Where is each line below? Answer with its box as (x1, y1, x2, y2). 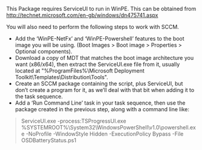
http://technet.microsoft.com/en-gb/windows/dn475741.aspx (6, 11, 158, 19)
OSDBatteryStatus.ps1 (21, 137, 77, 144)
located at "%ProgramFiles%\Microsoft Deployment (15, 67, 145, 74)
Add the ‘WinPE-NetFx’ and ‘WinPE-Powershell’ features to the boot (15, 35, 184, 42)
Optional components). (15, 48, 73, 55)
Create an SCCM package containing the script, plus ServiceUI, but (15, 80, 183, 87)
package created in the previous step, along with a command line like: (15, 106, 189, 112)
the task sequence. (15, 93, 64, 100)
